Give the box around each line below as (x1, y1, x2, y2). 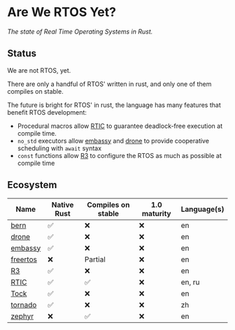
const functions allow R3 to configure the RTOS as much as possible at (17, 151, 222, 159)
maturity (142, 208, 171, 218)
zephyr (10, 311, 34, 321)
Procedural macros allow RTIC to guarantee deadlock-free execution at (17, 122, 222, 130)
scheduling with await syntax (17, 144, 102, 152)
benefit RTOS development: (7, 108, 87, 116)
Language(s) (180, 204, 225, 214)
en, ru (180, 277, 201, 287)
